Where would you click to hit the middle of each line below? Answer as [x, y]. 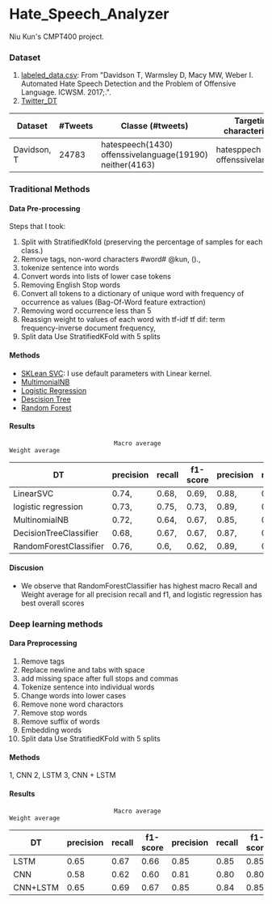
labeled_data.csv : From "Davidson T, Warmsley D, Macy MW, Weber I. [137, 75]
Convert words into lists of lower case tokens [96, 277]
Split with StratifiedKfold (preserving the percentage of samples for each [142, 242]
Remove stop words [54, 713]
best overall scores [52, 603]
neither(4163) [128, 165]
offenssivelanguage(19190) [154, 155]
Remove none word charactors [72, 704]
